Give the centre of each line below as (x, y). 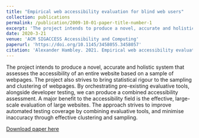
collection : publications (38, 17)
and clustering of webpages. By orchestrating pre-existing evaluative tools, (98, 86)
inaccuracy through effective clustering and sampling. (72, 117)
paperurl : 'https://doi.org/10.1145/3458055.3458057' (74, 45)
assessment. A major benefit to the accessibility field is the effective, (90, 98)
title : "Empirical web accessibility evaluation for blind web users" (95, 12)
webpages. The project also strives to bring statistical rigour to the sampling (99, 79)
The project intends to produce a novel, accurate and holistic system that (95, 67)
